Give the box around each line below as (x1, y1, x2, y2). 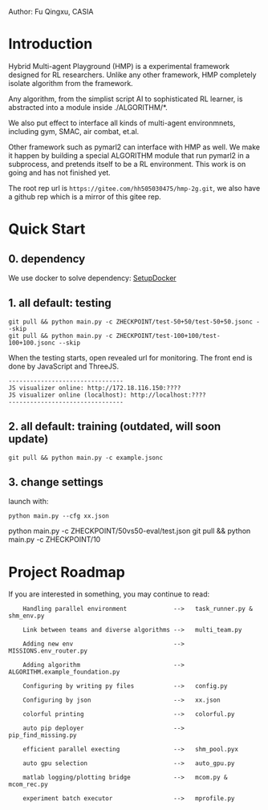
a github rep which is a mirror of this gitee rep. (8, 192, 162, 201)
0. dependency (8, 252, 86, 266)
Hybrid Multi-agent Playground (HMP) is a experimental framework (8, 61, 230, 71)
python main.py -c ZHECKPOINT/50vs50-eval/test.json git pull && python (8, 526, 251, 536)
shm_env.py (8, 612, 45, 621)
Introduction (8, 35, 93, 53)
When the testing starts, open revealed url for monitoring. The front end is (8, 352, 253, 362)
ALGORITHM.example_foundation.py (8, 668, 120, 677)
